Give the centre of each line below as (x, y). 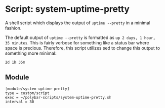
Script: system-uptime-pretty (67, 9)
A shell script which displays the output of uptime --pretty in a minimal (78, 23)
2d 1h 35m (15, 62)
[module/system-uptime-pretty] (37, 89)
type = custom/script (27, 93)
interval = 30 (20, 102)
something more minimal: (31, 53)
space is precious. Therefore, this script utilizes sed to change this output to (82, 48)
